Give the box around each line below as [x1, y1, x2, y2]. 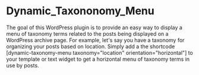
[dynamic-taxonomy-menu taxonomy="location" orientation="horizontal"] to [6, 49, 193, 56]
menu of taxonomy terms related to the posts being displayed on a [6, 30, 169, 37]
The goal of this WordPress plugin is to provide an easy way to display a [6, 24, 183, 31]
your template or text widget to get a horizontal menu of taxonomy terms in [6, 55, 190, 62]
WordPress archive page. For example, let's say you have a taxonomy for [6, 36, 185, 43]
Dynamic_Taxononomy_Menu [6, 4, 154, 18]
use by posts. [6, 61, 40, 69]
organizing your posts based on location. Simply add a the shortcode [6, 43, 175, 50]
